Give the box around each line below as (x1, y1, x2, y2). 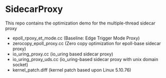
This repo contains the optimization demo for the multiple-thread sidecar (5, 20, 155, 26)
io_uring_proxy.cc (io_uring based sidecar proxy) (12, 51, 114, 57)
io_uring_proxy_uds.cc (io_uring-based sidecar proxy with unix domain (12, 56, 158, 62)
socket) (12, 61, 29, 67)
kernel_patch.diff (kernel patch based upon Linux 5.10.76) (12, 66, 131, 73)
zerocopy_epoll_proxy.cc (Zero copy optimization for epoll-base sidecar (12, 40, 161, 46)
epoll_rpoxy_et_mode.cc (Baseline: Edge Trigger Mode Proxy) (12, 35, 140, 41)
